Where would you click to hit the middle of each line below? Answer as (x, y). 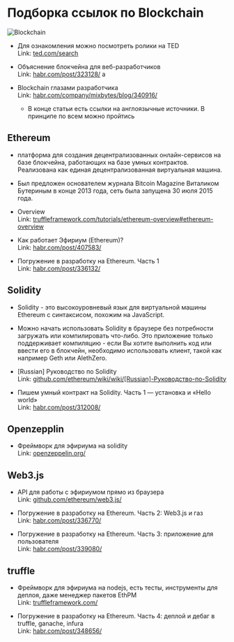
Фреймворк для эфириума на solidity (72, 446)
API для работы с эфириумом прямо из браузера (91, 492)
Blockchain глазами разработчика (68, 87)
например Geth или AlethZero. (62, 358)
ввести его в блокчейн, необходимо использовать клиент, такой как (119, 350)
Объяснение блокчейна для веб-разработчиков (89, 66)
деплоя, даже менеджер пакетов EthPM (77, 595)
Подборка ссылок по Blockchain (106, 13)
